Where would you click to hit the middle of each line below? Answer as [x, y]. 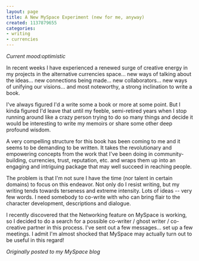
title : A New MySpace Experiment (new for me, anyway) [75, 17]
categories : [21, 28]
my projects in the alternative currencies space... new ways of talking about [99, 74]
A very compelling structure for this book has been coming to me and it [93, 141]
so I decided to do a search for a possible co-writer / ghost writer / [88, 221]
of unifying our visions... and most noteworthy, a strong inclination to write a [99, 87]
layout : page [22, 12]
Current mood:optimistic [36, 56]
